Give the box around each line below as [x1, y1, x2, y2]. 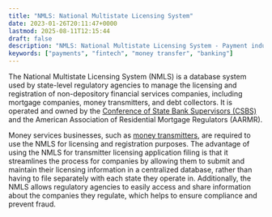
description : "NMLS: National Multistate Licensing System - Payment [8, 42, 249, 50]
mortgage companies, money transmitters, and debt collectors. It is [8, 98, 233, 107]
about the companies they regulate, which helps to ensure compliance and [8, 191, 257, 200]
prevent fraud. [8, 199, 57, 209]
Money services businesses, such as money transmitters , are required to [8, 130, 251, 140]
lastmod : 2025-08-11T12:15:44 [8, 27, 111, 35]
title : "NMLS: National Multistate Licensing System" [8, 11, 194, 20]
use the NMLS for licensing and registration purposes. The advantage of [8, 139, 250, 148]
